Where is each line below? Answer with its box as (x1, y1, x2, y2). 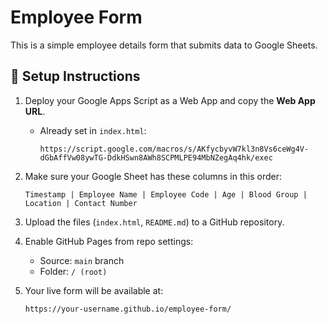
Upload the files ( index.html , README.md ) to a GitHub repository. (24, 216, 285, 228)
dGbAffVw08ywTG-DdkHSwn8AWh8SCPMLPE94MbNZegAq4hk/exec (39, 152, 273, 163)
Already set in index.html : (39, 124, 147, 136)
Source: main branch (39, 254, 125, 266)
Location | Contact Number (24, 198, 138, 208)
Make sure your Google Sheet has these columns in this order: (24, 170, 283, 182)
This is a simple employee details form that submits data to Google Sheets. (10, 39, 318, 51)
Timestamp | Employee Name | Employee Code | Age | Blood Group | (24, 189, 308, 200)
